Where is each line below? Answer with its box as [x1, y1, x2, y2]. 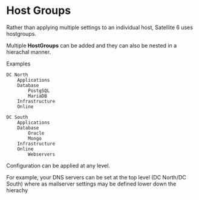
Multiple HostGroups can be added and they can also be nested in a [6, 42, 177, 49]
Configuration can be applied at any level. [6, 162, 110, 169]
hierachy [6, 186, 28, 194]
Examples [6, 60, 31, 67]
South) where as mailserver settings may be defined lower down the [6, 180, 177, 187]
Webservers [28, 151, 56, 158]
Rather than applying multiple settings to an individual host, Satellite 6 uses [6, 24, 194, 31]
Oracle [28, 130, 45, 136]
